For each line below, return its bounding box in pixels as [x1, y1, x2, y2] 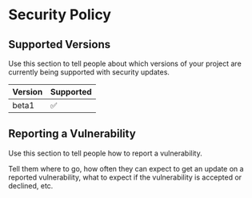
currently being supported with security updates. [8, 67, 170, 77]
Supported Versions [8, 38, 110, 51]
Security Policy [8, 6, 112, 24]
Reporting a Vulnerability [8, 127, 136, 141]
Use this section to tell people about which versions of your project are [8, 59, 242, 68]
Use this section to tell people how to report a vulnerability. [8, 148, 202, 158]
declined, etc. [8, 180, 54, 190]
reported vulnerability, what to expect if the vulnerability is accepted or [8, 172, 242, 182]
